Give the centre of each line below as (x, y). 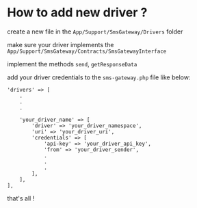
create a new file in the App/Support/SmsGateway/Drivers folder (95, 31)
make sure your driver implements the (61, 44)
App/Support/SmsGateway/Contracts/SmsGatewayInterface (87, 51)
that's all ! (21, 198)
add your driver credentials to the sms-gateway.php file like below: (99, 77)
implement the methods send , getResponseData (72, 64)
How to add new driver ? (77, 13)
